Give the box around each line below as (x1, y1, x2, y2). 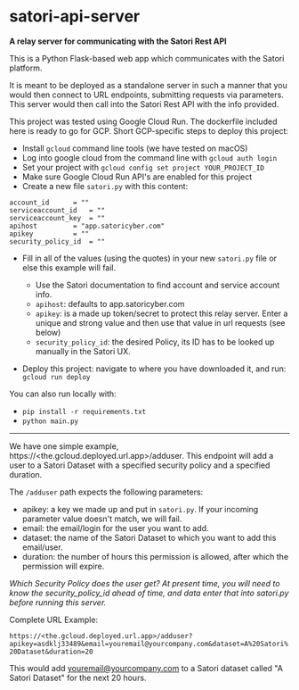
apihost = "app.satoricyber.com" (9, 221, 166, 230)
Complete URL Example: (9, 614, 99, 625)
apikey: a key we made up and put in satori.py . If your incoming (21, 503, 259, 514)
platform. (9, 62, 43, 73)
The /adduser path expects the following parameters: (9, 486, 204, 497)
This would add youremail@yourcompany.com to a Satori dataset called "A (9, 662, 283, 673)
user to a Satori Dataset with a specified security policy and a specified (9, 460, 271, 470)
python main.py (21, 417, 79, 426)
